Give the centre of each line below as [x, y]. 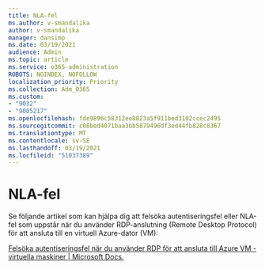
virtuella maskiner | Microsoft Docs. [66, 257]
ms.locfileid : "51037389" [51, 155]
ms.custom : [26, 97]
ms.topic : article [38, 60]
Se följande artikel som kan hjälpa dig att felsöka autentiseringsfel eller [123, 216]
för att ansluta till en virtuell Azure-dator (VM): [83, 233]
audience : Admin [35, 52]
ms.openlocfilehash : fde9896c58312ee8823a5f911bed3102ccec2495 [115, 119]
